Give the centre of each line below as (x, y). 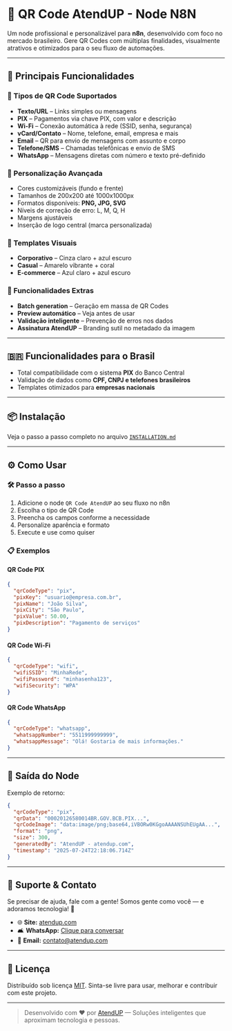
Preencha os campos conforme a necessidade (84, 517)
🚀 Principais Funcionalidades (71, 77)
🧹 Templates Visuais (42, 243)
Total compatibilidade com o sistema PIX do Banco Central (101, 373)
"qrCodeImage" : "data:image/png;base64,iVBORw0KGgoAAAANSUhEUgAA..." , (117, 825)
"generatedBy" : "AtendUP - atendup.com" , (74, 844)
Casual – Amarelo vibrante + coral (66, 265)
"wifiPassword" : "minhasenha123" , (63, 679)
